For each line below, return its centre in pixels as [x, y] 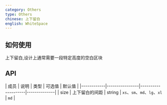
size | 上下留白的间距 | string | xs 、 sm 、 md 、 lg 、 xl [111, 92]
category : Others [23, 10]
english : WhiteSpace [27, 24]
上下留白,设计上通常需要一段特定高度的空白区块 [54, 58]
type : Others [19, 14]
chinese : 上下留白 [23, 19]
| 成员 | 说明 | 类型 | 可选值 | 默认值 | [42, 86]
